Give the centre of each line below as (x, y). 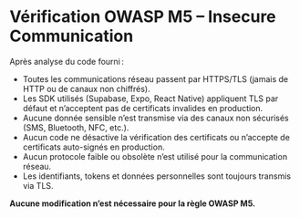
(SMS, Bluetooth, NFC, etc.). (76, 127)
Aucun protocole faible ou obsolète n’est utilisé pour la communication (155, 156)
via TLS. (38, 185)
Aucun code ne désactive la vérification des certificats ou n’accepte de (156, 137)
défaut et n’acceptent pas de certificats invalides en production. (143, 108)
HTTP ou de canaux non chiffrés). (86, 88)
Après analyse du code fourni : (67, 61)
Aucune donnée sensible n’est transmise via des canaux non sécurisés (155, 118)
